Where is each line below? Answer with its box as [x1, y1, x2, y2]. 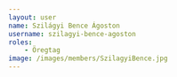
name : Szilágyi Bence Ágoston [8, 21, 121, 30]
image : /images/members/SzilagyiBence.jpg [8, 54, 168, 63]
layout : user [8, 12, 57, 22]
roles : [8, 37, 33, 47]
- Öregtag [24, 46, 61, 55]
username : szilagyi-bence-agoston [8, 29, 137, 38]
